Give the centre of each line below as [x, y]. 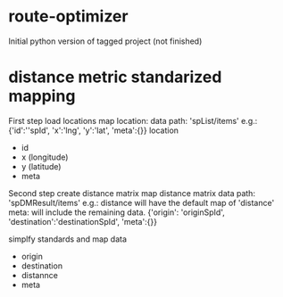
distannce [40, 275]
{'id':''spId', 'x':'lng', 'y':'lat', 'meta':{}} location [94, 130]
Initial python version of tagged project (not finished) [105, 41]
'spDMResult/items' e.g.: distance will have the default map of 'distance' [141, 202]
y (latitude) [41, 166]
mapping [42, 96]
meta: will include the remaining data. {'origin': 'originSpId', [117, 212]
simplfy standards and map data [67, 239]
